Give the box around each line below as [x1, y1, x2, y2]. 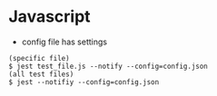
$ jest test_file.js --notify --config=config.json [8, 62, 208, 71]
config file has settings [21, 36, 108, 47]
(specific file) [8, 53, 70, 62]
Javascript [8, 6, 92, 27]
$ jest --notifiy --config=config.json [8, 77, 160, 87]
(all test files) [8, 70, 74, 79]
